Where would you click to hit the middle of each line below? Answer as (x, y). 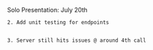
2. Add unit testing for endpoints (58, 23)
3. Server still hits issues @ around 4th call (77, 40)
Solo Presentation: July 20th (48, 10)
